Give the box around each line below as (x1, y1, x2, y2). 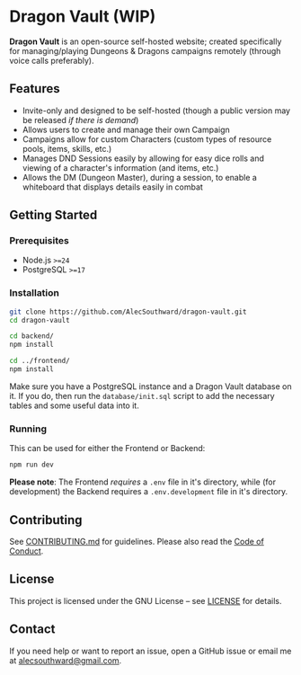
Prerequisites (9, 235, 69, 247)
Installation (9, 287, 60, 299)
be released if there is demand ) (22, 114, 139, 125)
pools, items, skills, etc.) (22, 143, 112, 154)
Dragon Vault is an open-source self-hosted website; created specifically (9, 36, 282, 47)
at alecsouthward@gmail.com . (9, 654, 122, 666)
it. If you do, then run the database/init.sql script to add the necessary (9, 390, 276, 401)
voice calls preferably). (9, 55, 94, 66)
